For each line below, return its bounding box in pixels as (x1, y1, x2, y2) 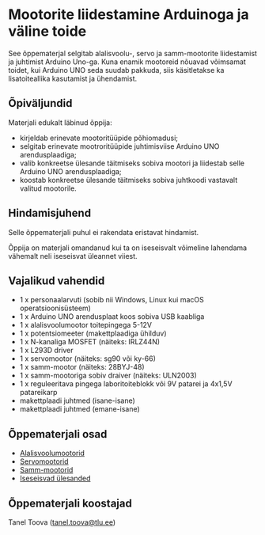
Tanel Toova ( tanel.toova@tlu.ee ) (8, 518, 116, 527)
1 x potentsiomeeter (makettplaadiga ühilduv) (19, 328, 167, 338)
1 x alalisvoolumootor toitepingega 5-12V (19, 321, 153, 330)
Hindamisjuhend (8, 207, 92, 220)
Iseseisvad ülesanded (19, 473, 91, 484)
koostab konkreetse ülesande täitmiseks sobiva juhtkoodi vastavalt (19, 175, 238, 184)
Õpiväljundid (8, 97, 73, 110)
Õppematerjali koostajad (8, 496, 132, 510)
